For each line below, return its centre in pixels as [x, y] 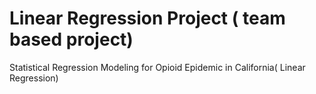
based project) [71, 39]
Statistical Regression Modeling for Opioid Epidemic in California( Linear [157, 67]
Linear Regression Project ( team [147, 18]
